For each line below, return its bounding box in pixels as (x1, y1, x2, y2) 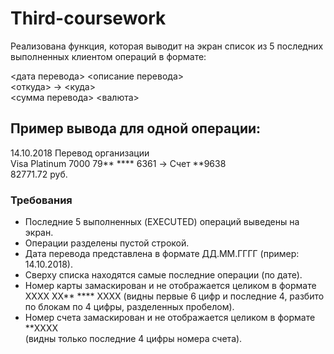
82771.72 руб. (10, 168, 68, 180)
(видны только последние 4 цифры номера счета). (24, 333, 243, 345)
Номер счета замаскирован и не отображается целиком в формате (24, 312, 316, 324)
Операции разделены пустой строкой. (24, 237, 190, 249)
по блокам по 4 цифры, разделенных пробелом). (24, 301, 235, 313)
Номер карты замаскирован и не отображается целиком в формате (24, 280, 317, 292)
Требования (10, 193, 73, 207)
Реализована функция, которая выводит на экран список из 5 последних (10, 40, 324, 52)
